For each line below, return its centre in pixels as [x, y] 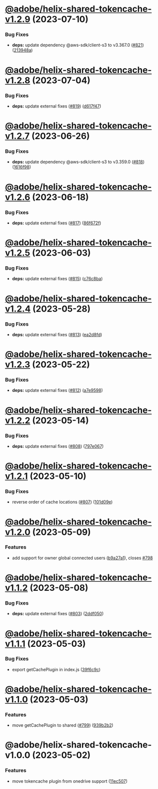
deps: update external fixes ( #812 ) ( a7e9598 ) [57, 390]
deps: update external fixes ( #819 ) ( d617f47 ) [57, 106]
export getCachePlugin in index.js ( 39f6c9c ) [56, 669]
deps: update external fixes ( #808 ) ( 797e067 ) [58, 446]
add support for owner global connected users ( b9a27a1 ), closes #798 [82, 558]
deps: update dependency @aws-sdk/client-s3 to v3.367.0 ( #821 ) [78, 45]
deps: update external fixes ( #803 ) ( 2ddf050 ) [58, 614]
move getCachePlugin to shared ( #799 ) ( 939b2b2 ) [63, 725]
